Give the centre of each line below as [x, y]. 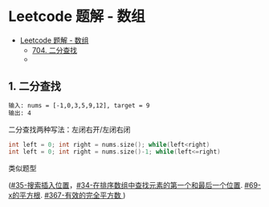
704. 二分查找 [55, 50]
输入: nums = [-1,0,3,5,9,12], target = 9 [79, 105]
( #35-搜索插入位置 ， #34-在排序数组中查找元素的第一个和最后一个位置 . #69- [135, 185]
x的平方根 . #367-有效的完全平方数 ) [67, 195]
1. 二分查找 [35, 86]
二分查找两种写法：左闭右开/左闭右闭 [69, 129]
